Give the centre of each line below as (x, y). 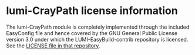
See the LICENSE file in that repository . (53, 46)
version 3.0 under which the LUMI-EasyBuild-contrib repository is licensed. (97, 39)
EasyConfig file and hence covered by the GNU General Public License (92, 33)
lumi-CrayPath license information (92, 11)
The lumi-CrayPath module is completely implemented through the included (98, 27)
